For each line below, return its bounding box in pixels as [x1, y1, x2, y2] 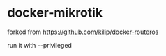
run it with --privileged [7, 41, 72, 49]
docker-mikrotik [7, 5, 103, 21]
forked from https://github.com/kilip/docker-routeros [7, 28, 159, 36]
